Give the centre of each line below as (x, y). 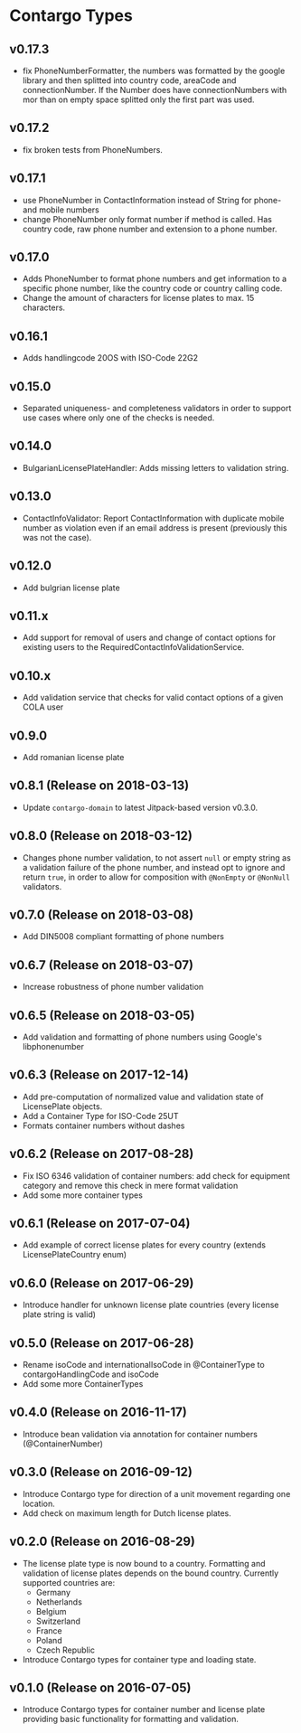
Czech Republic (65, 1650)
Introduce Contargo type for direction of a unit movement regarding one (156, 1493)
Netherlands (59, 1602)
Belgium (51, 1611)
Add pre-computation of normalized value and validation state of (143, 1097)
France (49, 1630)
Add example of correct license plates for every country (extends (144, 1245)
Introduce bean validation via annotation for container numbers (140, 1434)
